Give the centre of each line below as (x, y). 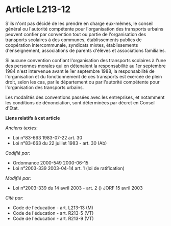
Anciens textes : (22, 128)
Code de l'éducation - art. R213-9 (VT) (53, 218)
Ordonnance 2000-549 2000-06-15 (51, 163)
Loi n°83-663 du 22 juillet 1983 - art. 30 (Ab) (60, 143)
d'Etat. (12, 108)
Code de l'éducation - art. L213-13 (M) (53, 208)
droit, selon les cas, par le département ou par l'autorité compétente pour (82, 82)
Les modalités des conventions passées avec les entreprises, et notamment (85, 97)
